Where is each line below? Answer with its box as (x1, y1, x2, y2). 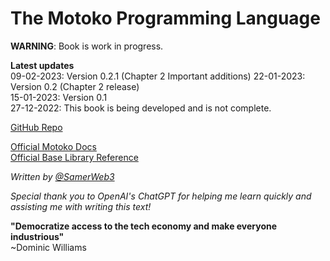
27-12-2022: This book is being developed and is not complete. (10, 102, 272, 114)
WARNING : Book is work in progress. (10, 40, 164, 52)
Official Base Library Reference (10, 151, 139, 163)
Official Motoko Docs (10, 140, 97, 152)
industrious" (10, 230, 65, 242)
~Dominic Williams (10, 241, 87, 253)
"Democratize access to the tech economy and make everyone (10, 220, 278, 232)
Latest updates (10, 59, 75, 71)
